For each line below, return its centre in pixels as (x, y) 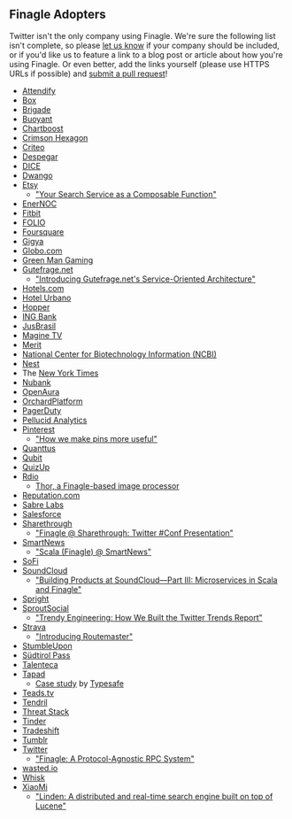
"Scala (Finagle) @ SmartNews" (93, 552)
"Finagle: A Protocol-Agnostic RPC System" (115, 758)
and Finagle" (58, 589)
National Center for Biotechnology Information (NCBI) (119, 354)
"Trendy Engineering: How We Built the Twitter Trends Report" (149, 617)
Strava (34, 627)
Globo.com (42, 251)
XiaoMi (35, 786)
